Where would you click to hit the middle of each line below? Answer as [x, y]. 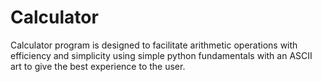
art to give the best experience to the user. [98, 66]
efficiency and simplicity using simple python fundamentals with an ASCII [161, 55]
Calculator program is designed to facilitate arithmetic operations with [154, 45]
